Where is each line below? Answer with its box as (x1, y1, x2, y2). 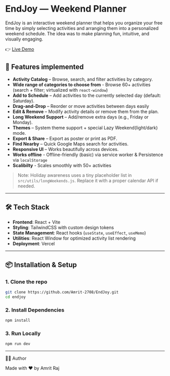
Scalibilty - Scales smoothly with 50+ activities (12, 162, 111, 168)
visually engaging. (5, 36, 44, 42)
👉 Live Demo (5, 46, 34, 52)
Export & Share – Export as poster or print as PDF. (12, 135, 117, 141)
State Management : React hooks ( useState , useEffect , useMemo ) (12, 230, 146, 236)
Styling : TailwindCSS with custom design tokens (12, 224, 114, 231)
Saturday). (12, 97, 34, 104)
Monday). (12, 119, 33, 125)
